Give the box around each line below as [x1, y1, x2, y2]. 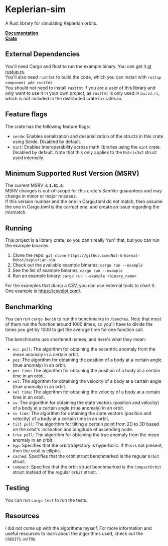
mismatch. [5, 209, 27, 215]
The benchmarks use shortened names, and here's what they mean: [5, 336, 146, 342]
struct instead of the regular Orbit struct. [12, 469, 97, 475]
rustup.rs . [5, 69, 26, 75]
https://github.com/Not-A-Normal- [68, 253, 140, 258]
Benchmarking [5, 302, 53, 311]
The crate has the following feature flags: [5, 123, 90, 129]
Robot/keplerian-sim [12, 258, 56, 263]
